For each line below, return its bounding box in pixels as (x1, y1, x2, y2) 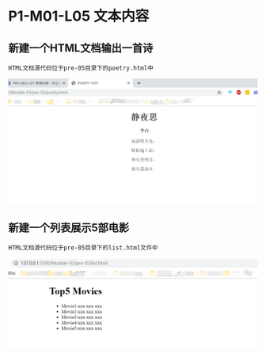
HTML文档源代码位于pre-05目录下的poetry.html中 (8, 64, 154, 72)
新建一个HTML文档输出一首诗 (8, 41, 154, 55)
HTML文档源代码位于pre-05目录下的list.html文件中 (8, 244, 158, 252)
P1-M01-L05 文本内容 (8, 7, 150, 25)
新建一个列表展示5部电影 (8, 221, 130, 234)
